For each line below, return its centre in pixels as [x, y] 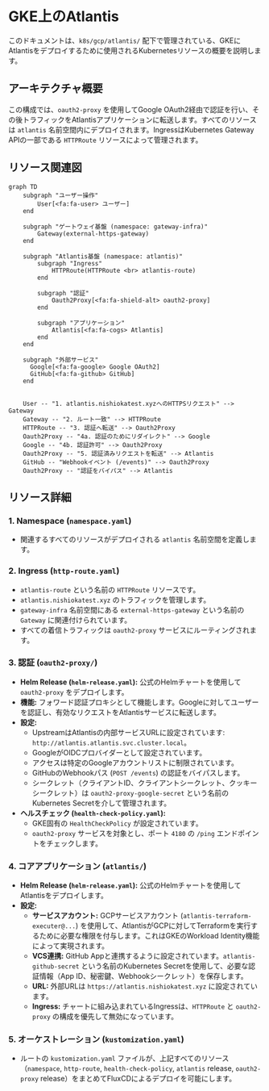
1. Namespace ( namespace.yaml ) [70, 520]
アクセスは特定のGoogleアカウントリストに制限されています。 [135, 763]
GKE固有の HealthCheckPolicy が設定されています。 [117, 823]
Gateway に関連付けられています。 [76, 620]
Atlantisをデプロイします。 [64, 896]
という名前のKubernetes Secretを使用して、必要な [165, 966]
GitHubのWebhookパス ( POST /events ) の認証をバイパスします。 [138, 772]
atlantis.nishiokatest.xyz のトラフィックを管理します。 [115, 600]
